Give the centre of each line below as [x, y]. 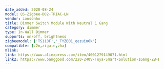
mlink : [12, 50]
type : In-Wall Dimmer [27, 32]
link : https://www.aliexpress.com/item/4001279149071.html [66, 55]
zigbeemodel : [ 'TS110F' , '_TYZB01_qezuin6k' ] [51, 41]
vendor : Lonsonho [23, 18]
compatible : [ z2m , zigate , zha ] [36, 46]
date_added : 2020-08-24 [29, 9]
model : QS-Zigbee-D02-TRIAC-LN [37, 14]
